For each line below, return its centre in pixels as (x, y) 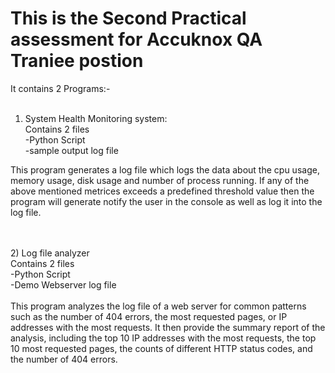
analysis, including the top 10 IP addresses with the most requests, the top (163, 338)
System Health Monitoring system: (96, 118)
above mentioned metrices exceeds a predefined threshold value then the (162, 191)
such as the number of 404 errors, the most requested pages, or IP (149, 316)
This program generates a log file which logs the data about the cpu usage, (165, 169)
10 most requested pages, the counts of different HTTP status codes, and (161, 348)
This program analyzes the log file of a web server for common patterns (158, 306)
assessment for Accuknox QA (136, 39)
